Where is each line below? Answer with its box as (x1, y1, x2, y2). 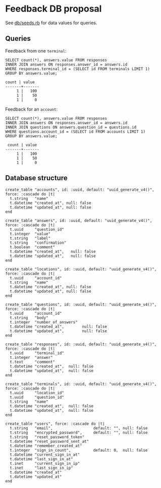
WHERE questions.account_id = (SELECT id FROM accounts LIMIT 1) (5, 129, 145, 134)
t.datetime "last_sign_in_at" (10, 456, 73, 462)
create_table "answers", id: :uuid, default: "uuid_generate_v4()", (5, 218, 152, 223)
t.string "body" (10, 315, 49, 320)
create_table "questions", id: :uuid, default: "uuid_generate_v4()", (5, 302, 157, 307)
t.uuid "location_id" (10, 390, 65, 395)
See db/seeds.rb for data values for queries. (5, 20, 97, 26)
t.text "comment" (10, 359, 56, 364)
